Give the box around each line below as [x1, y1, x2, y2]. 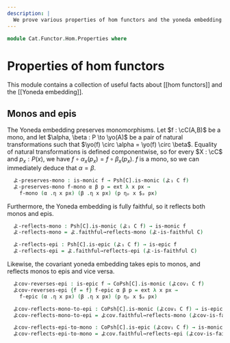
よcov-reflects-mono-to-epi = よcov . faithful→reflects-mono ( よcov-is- [13, 312, 219, 318]
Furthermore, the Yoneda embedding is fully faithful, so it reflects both [7, 202, 205, 210]
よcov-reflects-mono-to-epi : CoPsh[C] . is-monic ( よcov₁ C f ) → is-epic [13, 305, 223, 312]
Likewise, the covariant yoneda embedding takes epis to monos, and [7, 260, 201, 269]
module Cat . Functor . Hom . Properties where [7, 35, 127, 42]
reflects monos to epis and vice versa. [7, 267, 115, 275]
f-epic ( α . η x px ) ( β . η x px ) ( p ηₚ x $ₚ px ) [19, 293, 157, 300]
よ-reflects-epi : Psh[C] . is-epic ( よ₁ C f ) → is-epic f [13, 241, 177, 248]
